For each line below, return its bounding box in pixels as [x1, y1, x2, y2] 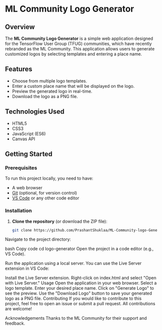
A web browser [12, 185, 43, 191]
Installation [5, 207, 32, 214]
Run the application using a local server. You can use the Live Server [5, 261, 142, 266]
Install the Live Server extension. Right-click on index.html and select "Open [5, 275, 156, 281]
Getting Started [5, 150, 53, 158]
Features [5, 65, 32, 73]
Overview [5, 23, 35, 31]
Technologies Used [5, 108, 64, 116]
